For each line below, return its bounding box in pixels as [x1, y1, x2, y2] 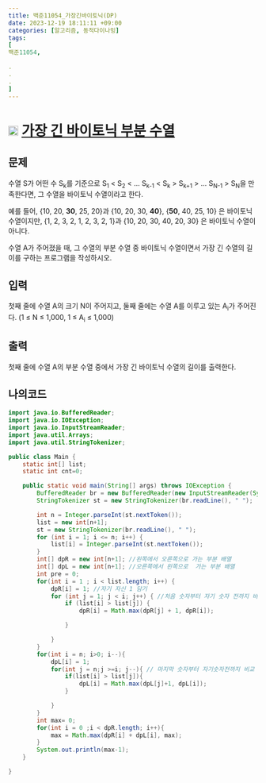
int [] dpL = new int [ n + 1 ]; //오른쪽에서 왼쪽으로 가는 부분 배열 [36, 563, 235, 571]
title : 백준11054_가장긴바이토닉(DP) [8, 11, 118, 20]
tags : [8, 33, 26, 42]
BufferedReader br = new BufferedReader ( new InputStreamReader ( [36, 489, 253, 497]
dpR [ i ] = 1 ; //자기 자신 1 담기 [50, 584, 148, 592]
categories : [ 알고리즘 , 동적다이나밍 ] [8, 26, 120, 34]
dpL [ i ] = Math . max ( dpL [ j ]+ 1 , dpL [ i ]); [78, 680, 207, 688]
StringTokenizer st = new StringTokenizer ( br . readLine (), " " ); [36, 497, 253, 505]
